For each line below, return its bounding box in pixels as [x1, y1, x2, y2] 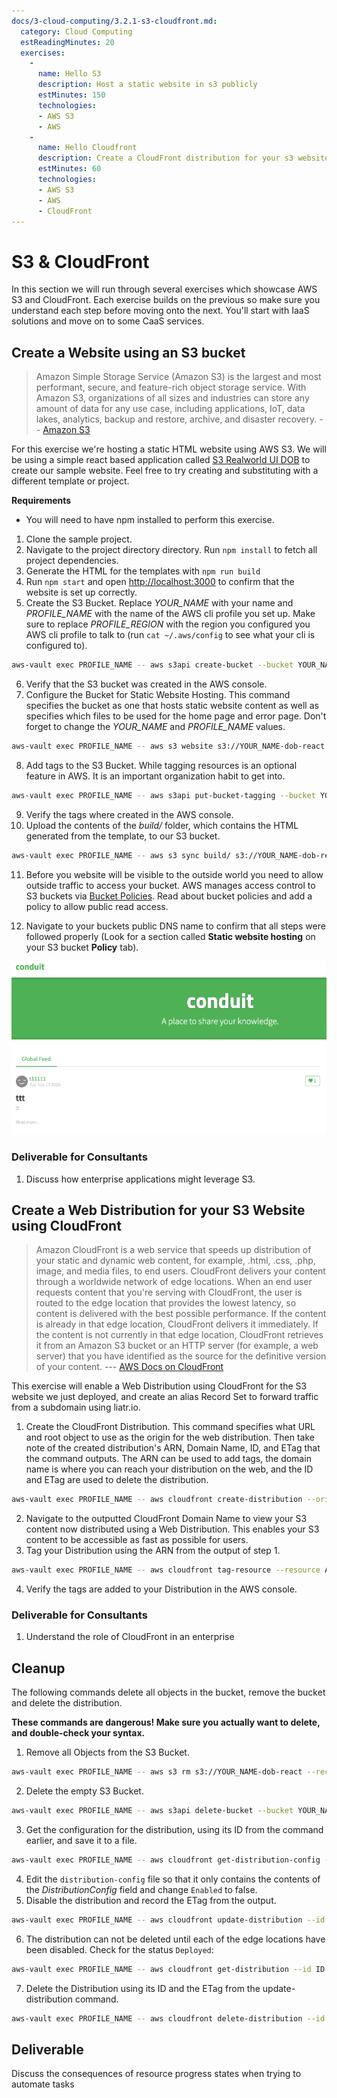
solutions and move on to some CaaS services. [11, 315, 205, 327]
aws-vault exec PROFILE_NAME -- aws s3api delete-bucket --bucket [11, 1806, 294, 1816]
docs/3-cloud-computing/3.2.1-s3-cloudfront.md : [11, 16, 218, 26]
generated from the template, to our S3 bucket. [25, 830, 221, 842]
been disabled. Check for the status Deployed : [25, 1943, 214, 1955]
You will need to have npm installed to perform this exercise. [25, 514, 275, 526]
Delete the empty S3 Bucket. [25, 1785, 144, 1797]
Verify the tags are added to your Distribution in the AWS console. [25, 1583, 298, 1595]
